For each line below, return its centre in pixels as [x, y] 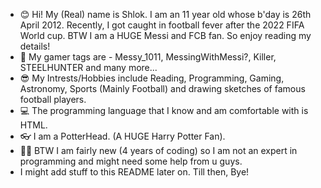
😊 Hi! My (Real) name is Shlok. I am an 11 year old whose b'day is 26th [165, 14]
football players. [53, 99]
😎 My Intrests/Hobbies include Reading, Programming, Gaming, [152, 78]
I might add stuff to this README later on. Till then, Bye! [134, 172]
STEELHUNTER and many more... [88, 67]
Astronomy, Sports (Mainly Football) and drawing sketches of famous [162, 88]
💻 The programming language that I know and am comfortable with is [164, 110]
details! [35, 46]
